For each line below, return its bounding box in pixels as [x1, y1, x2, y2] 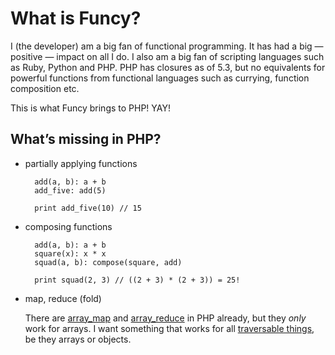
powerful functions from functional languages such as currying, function [10, 72, 310, 84]
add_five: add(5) [34, 185, 107, 196]
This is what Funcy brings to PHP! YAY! [10, 102, 171, 114]
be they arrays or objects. [24, 333, 132, 345]
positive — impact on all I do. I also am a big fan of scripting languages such [10, 50, 325, 62]
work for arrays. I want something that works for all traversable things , [24, 322, 315, 334]
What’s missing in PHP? [10, 131, 162, 148]
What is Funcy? [10, 7, 142, 30]
